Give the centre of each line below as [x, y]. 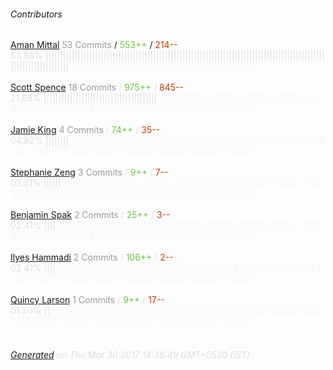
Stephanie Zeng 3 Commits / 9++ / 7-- [89, 172]
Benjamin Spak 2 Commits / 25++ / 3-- [90, 215]
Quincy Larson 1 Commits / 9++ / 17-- [87, 300]
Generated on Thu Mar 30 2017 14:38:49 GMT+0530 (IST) [130, 354]
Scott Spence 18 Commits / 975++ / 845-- [97, 87]
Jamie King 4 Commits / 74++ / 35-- [85, 130]
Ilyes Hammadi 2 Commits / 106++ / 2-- [92, 257]
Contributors [36, 14]
